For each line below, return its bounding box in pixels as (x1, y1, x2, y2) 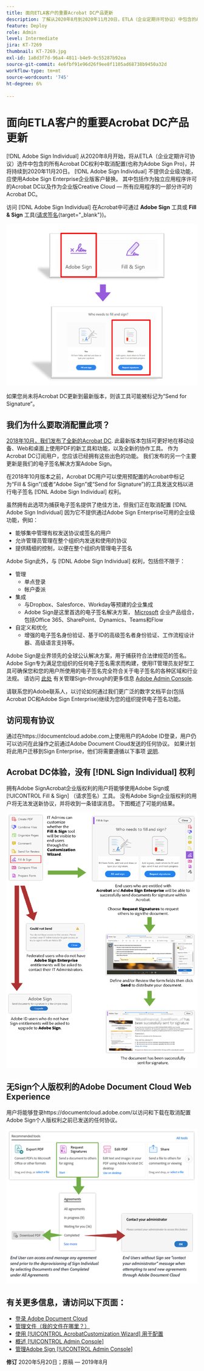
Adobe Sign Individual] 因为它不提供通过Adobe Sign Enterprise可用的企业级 (6, 509, 195, 516)
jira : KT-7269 (6, 42, 42, 48)
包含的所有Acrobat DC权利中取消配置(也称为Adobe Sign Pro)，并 (32, 160, 195, 168)
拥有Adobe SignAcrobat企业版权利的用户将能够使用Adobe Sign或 (6, 784, 170, 792)
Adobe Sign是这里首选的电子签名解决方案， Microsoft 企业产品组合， (24, 608, 197, 616)
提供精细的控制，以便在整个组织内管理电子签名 (15, 544, 132, 552)
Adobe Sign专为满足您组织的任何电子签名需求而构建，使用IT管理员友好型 (6, 660, 189, 667)
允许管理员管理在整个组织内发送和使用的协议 (15, 537, 127, 544)
